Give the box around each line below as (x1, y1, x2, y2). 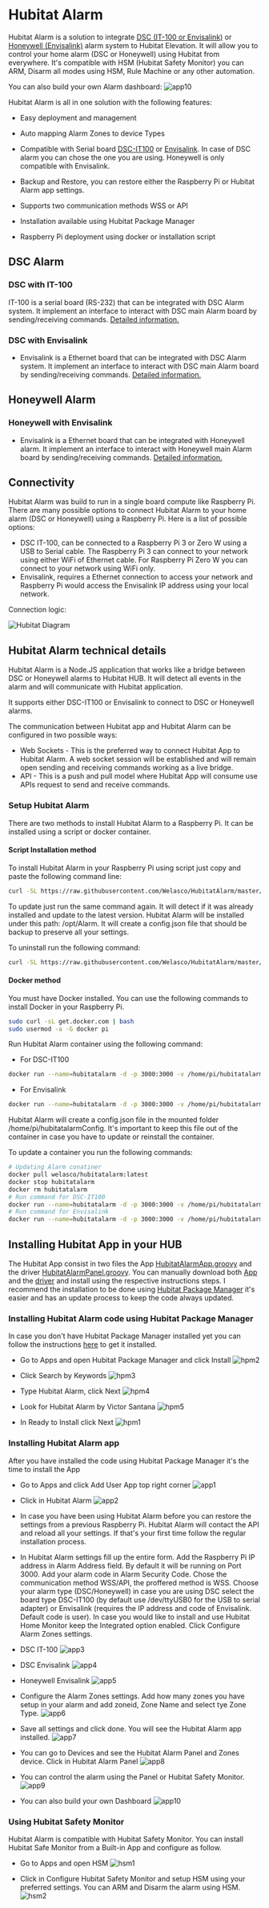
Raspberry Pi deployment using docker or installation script (19, 231, 216, 242)
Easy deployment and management (19, 112, 138, 122)
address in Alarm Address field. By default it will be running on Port (19, 1560, 242, 1570)
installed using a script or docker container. (8, 827, 151, 836)
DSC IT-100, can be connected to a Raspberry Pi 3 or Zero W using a (19, 538, 247, 547)
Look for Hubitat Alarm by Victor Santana (19, 1402, 156, 1412)
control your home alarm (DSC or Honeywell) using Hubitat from (8, 49, 220, 59)
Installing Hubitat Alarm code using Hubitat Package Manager (8, 1312, 254, 1324)
